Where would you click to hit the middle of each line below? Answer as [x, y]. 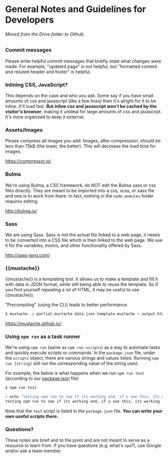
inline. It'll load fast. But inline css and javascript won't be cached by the [81, 106]
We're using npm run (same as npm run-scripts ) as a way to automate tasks [83, 348]
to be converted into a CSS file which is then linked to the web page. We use [84, 240]
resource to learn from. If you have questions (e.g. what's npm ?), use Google [83, 445]
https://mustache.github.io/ [33, 324]
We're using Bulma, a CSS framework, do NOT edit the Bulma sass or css [80, 185]
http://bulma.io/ [21, 211]
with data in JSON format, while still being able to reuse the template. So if [82, 284]
